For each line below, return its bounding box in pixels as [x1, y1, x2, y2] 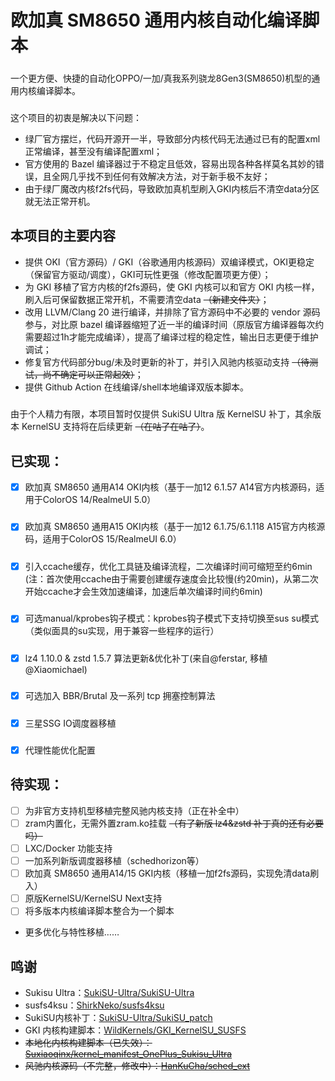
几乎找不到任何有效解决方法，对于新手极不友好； [68, 170, 271, 182]
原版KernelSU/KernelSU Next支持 [24, 892, 163, 905]
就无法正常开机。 [24, 195, 96, 207]
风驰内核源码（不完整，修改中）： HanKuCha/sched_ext [24, 1060, 251, 1072]
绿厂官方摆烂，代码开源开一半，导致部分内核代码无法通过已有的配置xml [24, 132, 321, 145]
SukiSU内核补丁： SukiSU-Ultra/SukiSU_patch [24, 1012, 213, 1024]
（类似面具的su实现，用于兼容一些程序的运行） [24, 625, 220, 637]
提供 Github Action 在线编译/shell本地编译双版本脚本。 [24, 381, 250, 393]
